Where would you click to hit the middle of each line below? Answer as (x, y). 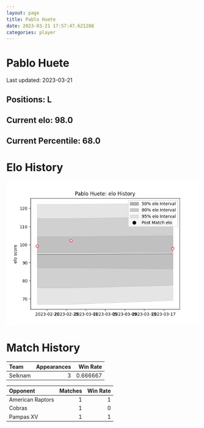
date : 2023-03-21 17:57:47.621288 (50, 26)
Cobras (18, 408)
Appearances (53, 366)
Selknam (20, 375)
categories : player (31, 32)
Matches (71, 391)
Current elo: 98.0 (40, 120)
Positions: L (29, 99)
